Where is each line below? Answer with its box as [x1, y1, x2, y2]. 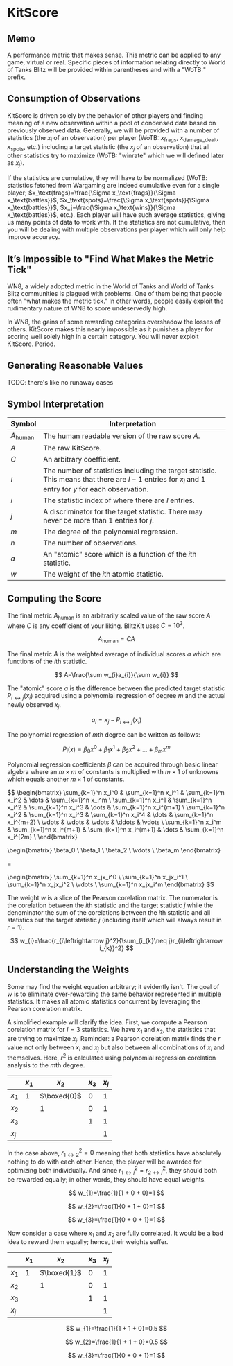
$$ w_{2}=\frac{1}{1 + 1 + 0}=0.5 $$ [65, 1338, 168, 1346]
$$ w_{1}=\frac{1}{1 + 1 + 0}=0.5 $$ [65, 1324, 168, 1333]
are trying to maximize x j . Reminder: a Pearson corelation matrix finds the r [7, 1034, 221, 1044]
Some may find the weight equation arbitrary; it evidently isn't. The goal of [7, 982, 220, 990]
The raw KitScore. [42, 443, 102, 453]
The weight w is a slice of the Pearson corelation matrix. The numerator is [7, 893, 218, 902]
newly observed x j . [7, 700, 61, 710]
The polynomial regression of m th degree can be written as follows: [7, 730, 200, 739]
